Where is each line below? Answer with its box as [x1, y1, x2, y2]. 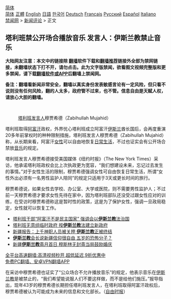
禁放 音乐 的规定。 [5, 144, 41, 151]
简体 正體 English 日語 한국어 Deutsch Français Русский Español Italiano [5, 11, 156, 17]
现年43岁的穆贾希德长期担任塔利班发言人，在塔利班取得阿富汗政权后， [14, 282, 163, 288]
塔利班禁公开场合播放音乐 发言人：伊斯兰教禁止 [5, 34, 154, 42]
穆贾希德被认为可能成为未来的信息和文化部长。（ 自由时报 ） [5, 288, 128, 294]
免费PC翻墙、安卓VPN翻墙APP [5, 258, 70, 264]
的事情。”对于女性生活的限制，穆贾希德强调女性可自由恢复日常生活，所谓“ [5, 168, 159, 175]
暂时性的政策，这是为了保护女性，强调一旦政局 [63, 198, 161, 205]
